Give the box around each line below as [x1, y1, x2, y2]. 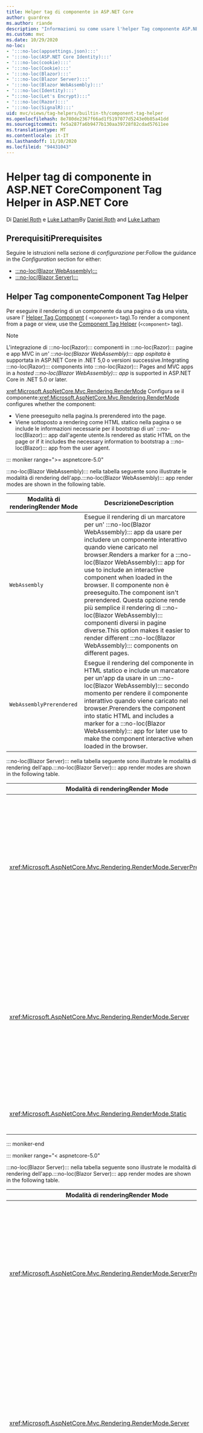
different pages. [84, 649, 129, 657]
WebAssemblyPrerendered [9, 701, 78, 708]
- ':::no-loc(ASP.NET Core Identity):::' [6, 54, 112, 60]
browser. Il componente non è [84, 581, 169, 589]
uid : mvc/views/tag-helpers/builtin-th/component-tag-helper [6, 110, 164, 116]
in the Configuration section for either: [6, 255, 101, 263]
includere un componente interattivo [84, 536, 187, 544]
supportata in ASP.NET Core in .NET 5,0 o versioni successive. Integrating [6, 356, 189, 364]
